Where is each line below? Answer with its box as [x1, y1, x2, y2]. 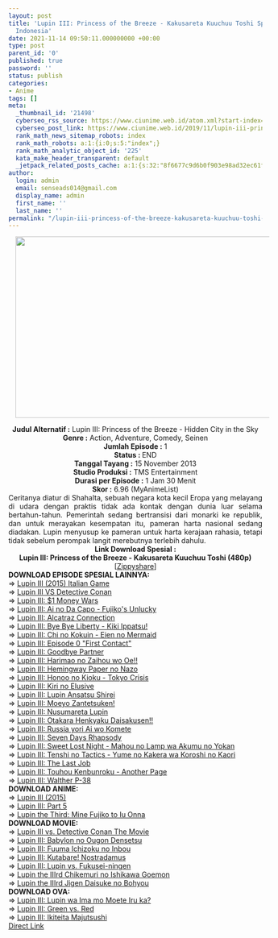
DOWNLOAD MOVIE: [8, 819, 79, 828]
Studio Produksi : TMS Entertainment [73, 467, 198, 477]
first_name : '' [15, 199, 67, 207]
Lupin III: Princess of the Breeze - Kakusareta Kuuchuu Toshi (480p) [19, 553, 252, 562]
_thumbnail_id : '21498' [15, 110, 95, 118]
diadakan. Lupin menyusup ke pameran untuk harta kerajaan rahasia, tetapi [8, 527, 263, 537]
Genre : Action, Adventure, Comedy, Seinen [63, 433, 208, 443]
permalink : [8, 214, 45, 222]
